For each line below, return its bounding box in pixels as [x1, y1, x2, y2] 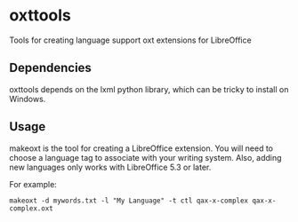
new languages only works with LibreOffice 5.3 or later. [9, 162, 212, 172]
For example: [9, 178, 58, 189]
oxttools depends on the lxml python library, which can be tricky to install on [9, 83, 289, 94]
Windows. [9, 93, 46, 104]
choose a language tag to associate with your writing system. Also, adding [9, 152, 282, 163]
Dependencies [9, 60, 92, 75]
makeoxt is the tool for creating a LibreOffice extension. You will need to [9, 143, 274, 154]
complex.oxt [9, 203, 53, 213]
